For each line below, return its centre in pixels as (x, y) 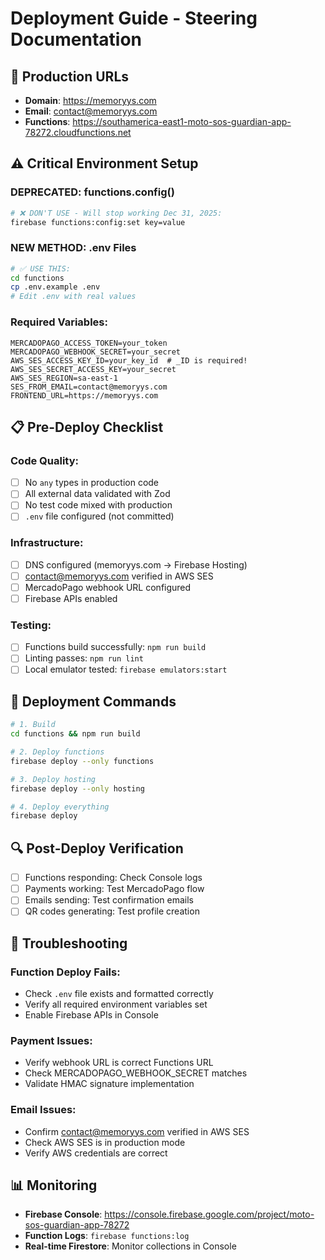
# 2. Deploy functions (57, 752)
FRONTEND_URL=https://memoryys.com (84, 395)
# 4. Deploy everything (60, 807)
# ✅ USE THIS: (40, 268)
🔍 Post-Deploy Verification (97, 848)
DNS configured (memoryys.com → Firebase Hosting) (136, 564)
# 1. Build (33, 725)
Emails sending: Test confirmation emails (109, 900)
